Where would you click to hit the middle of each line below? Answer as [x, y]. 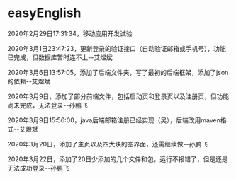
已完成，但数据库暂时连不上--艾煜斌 [60, 57]
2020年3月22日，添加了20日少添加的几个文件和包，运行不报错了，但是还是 [118, 159]
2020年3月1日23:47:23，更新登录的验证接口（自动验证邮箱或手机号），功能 [117, 48]
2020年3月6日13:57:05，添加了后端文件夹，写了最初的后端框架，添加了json [118, 72]
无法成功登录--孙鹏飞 [38, 168]
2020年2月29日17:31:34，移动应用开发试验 [70, 33]
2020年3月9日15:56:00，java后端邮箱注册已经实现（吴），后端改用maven [114, 120]
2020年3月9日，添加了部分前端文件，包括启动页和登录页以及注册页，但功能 [118, 96]
